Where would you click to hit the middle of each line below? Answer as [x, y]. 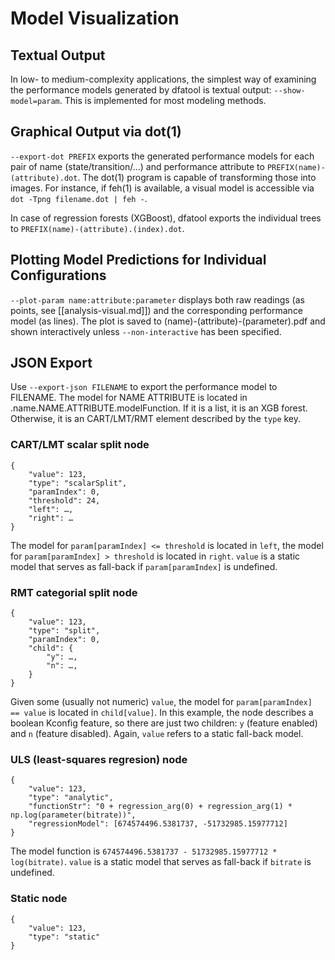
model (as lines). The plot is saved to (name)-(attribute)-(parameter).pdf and [168, 321]
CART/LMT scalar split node [80, 445]
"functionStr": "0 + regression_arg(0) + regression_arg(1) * [160, 807]
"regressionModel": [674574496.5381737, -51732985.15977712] [158, 824]
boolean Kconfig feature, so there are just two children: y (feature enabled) [164, 723]
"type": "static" [64, 937]
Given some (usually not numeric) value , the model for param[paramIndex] [161, 702]
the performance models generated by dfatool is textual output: [141, 90]
